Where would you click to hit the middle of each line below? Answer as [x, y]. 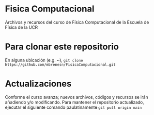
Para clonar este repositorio [62, 47]
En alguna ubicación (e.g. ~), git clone [44, 60]
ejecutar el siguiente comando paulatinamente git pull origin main [73, 107]
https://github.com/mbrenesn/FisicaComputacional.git [61, 64]
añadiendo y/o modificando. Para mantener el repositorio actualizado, [75, 102]
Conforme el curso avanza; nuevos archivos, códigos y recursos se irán [77, 97]
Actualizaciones [38, 84]
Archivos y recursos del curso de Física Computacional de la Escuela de [77, 22]
